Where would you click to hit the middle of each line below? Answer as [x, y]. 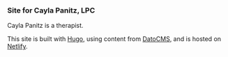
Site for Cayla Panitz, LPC [51, 10]
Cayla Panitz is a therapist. [45, 26]
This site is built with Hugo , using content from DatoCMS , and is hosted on [114, 39]
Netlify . [17, 47]
